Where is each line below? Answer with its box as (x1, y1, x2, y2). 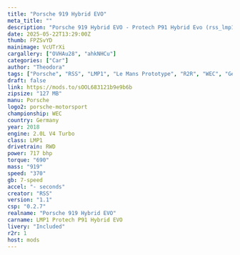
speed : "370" (7, 169, 46, 177)
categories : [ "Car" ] (7, 57, 69, 64)
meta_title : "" (7, 17, 53, 24)
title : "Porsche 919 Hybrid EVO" (7, 10, 107, 18)
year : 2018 (7, 123, 40, 131)
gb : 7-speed (7, 176, 43, 184)
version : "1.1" (7, 196, 53, 204)
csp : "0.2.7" (7, 203, 46, 211)
